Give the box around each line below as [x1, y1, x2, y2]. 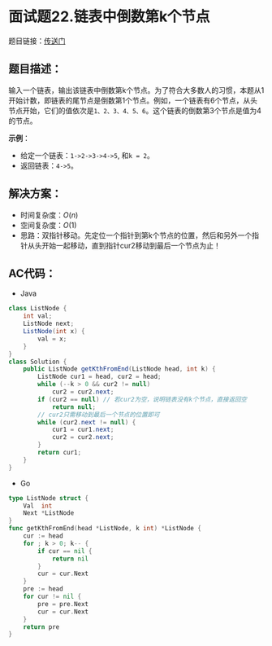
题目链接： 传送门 [8, 36, 66, 46]
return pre [23, 622, 60, 631]
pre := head [23, 585, 63, 593]
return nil [51, 555, 89, 563]
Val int [23, 502, 53, 510]
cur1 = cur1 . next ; [51, 425, 114, 434]
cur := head [23, 532, 63, 540]
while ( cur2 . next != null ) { [37, 418, 136, 426]
